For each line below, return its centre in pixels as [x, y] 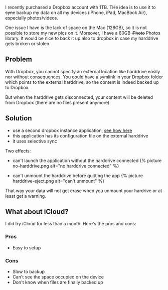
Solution [19, 118]
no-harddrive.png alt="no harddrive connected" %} [66, 166]
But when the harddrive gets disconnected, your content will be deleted [79, 97]
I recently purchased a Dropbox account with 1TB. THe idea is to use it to [80, 7]
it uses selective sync [35, 141]
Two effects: [18, 151]
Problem [19, 59]
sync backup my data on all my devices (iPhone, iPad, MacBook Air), [76, 13]
